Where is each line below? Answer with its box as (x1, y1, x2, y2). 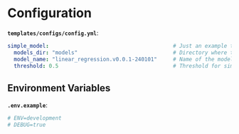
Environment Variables (7, 82, 111, 94)
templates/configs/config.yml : (7, 29, 99, 37)
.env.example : (7, 101, 48, 110)
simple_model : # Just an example (7, 42, 228, 49)
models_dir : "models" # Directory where (14, 48, 228, 56)
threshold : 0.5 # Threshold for (14, 62, 221, 69)
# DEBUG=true (7, 121, 46, 129)
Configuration (7, 5, 92, 21)
